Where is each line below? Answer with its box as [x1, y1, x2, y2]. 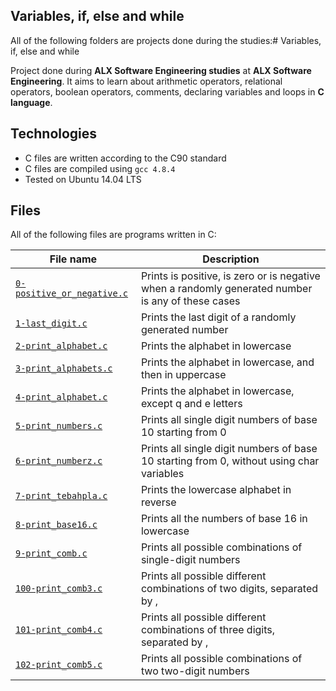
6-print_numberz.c [15, 455, 103, 467]
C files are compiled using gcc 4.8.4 [24, 162, 176, 174]
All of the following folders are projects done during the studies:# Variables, [10, 34, 322, 46]
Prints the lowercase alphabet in [140, 483, 292, 497]
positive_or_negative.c [15, 288, 129, 299]
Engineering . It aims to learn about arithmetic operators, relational [10, 75, 283, 87]
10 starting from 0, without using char [140, 454, 320, 468]
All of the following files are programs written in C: [10, 229, 217, 241]
